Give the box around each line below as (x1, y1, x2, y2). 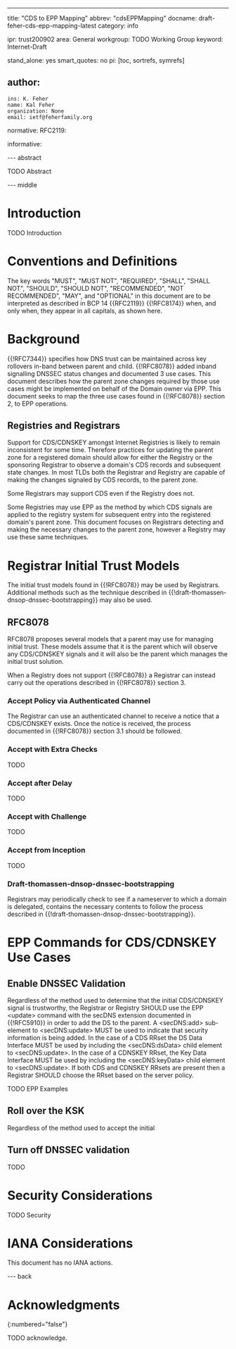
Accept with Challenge (7, 812, 87, 821)
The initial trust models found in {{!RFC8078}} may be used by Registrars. (7, 581, 221, 589)
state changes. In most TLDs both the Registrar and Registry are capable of (7, 468, 225, 477)
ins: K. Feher (7, 95, 49, 102)
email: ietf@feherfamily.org (7, 113, 93, 120)
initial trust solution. (7, 658, 65, 666)
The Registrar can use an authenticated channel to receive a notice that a (7, 712, 220, 720)
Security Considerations (7, 1187, 153, 1203)
